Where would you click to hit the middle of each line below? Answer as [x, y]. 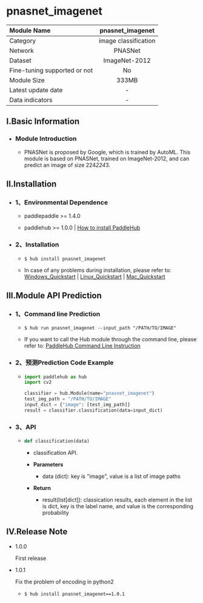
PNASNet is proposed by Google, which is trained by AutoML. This [107, 152]
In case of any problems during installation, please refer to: [98, 270]
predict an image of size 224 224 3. [67, 165]
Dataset [20, 60]
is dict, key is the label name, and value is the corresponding [118, 506]
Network [22, 50]
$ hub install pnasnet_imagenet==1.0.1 [75, 594]
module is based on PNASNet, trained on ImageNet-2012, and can [107, 158]
